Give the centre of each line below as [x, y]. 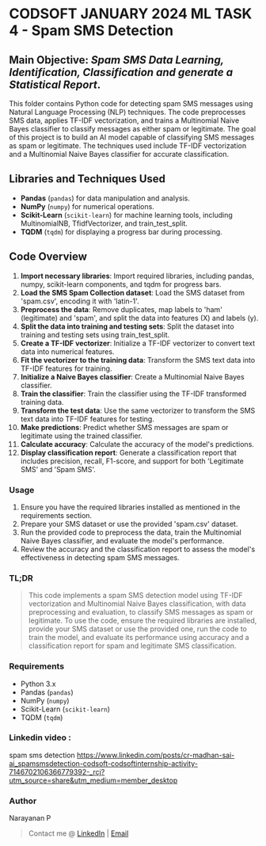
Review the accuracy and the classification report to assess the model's [138, 549]
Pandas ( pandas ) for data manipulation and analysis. [105, 198]
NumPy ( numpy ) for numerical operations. [87, 206]
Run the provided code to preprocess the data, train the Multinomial [131, 532]
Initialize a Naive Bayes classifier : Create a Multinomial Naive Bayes [132, 376]
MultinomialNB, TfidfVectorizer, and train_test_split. [104, 223]
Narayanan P [30, 818]
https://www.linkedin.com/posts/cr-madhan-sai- [156, 755]
